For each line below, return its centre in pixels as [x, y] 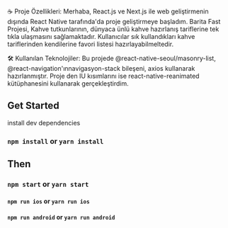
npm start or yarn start [48, 184]
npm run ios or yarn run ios [49, 201]
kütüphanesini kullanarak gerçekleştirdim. [68, 84]
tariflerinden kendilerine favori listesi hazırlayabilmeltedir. [91, 44]
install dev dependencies [44, 122]
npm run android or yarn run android [61, 217]
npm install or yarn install [56, 141]
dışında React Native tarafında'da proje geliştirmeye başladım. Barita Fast [114, 22]
